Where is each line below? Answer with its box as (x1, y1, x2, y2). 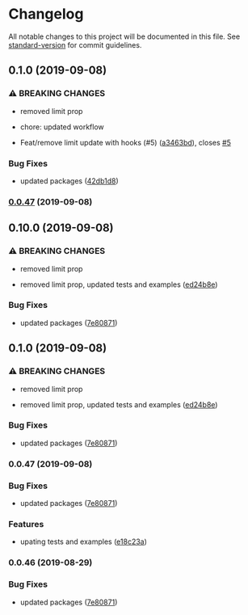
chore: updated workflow (19, 122, 104, 132)
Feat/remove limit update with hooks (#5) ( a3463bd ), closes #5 (19, 137, 232, 147)
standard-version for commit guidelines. (8, 40, 142, 49)
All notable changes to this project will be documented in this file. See (8, 32, 241, 41)
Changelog (8, 5, 84, 23)
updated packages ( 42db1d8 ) (19, 175, 119, 186)
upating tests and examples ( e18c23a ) (19, 537, 148, 546)
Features (8, 518, 44, 529)
